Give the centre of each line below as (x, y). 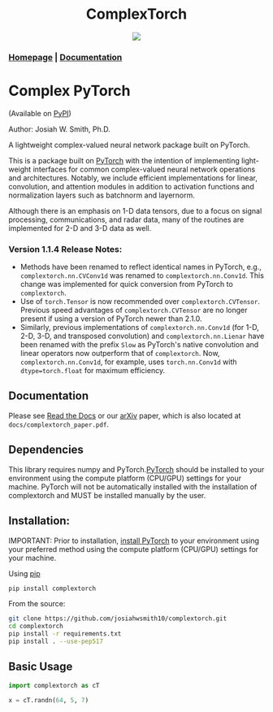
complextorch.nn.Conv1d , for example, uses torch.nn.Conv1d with (128, 362)
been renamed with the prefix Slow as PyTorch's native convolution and (139, 345)
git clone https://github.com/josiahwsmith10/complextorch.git (118, 619)
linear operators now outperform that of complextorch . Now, (120, 354)
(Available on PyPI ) (40, 113)
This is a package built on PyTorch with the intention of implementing (124, 160)
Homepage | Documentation (65, 57)
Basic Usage (41, 667)
